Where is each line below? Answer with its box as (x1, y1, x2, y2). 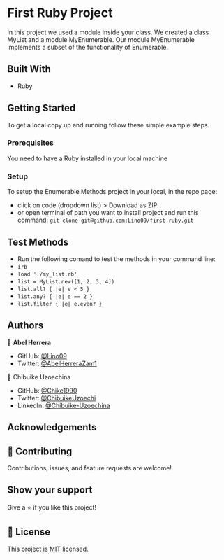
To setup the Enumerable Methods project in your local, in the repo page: (7, 188, 218, 196)
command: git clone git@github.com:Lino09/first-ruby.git (17, 216, 194, 225)
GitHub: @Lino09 (17, 351, 68, 360)
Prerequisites (7, 138, 54, 148)
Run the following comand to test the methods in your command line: (17, 254, 216, 263)
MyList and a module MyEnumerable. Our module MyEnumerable (7, 35, 195, 43)
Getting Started (7, 102, 76, 114)
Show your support (7, 484, 93, 496)
